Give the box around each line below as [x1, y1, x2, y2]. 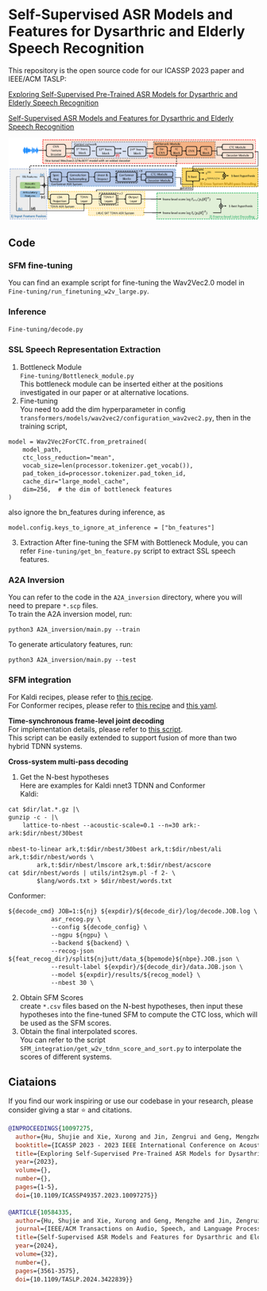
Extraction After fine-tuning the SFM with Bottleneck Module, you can [19, 537, 248, 547]
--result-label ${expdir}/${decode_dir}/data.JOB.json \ [50, 963, 244, 971]
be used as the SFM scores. [19, 1018, 112, 1028]
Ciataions [8, 1075, 57, 1088]
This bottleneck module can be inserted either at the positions [19, 379, 224, 389]
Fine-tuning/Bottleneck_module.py [19, 372, 134, 380]
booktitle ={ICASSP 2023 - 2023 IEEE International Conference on [15, 1141, 237, 1149]
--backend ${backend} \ [50, 940, 130, 948]
